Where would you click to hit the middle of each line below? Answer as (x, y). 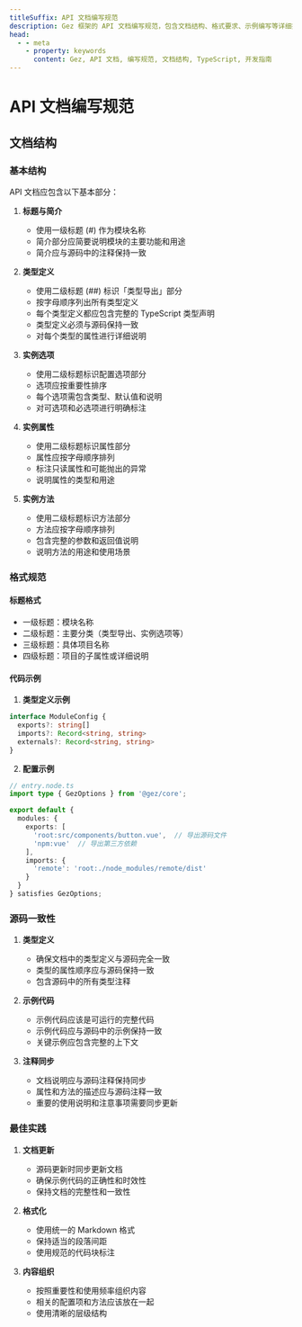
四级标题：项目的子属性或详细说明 (85, 656)
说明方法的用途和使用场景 (83, 551)
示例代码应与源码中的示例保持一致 (99, 1031)
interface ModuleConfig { (58, 717)
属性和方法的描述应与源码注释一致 (99, 1092)
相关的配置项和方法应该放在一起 (95, 1302)
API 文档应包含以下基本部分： (64, 192)
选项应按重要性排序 (71, 385)
